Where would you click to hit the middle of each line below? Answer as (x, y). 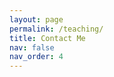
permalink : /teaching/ (56, 29)
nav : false (32, 47)
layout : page (36, 19)
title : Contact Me (47, 38)
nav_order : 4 (36, 57)
